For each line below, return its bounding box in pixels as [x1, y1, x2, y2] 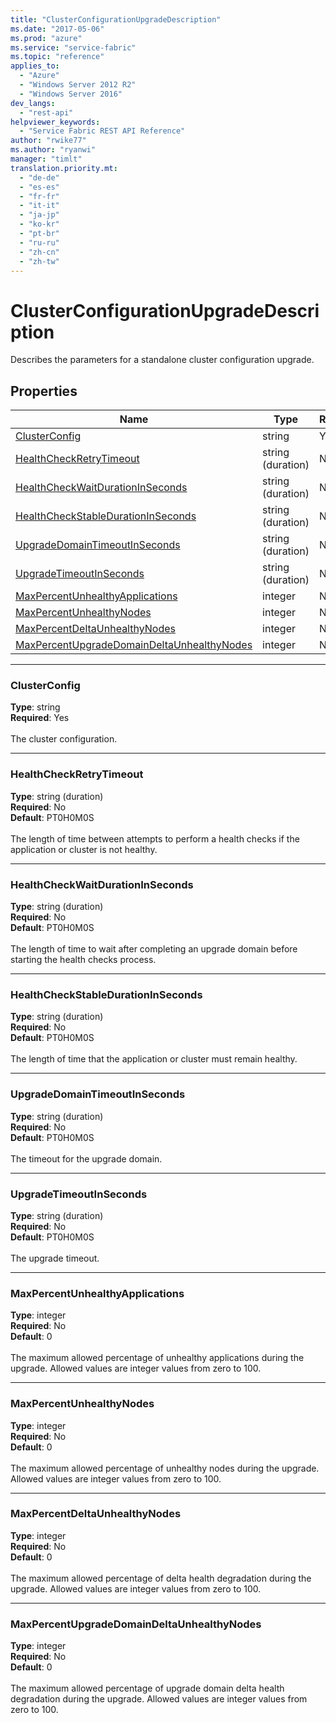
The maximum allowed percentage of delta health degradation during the [10, 1572, 312, 1584]
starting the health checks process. [10, 954, 157, 966]
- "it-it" [19, 201, 60, 211]
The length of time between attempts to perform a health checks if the [10, 832, 300, 845]
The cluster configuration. [10, 733, 118, 745]
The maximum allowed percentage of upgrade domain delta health [10, 1682, 285, 1695]
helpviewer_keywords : [10, 117, 101, 127]
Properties [10, 382, 78, 400]
